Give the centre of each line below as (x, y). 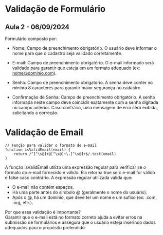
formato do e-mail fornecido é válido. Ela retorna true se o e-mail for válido (80, 172)
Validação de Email (44, 132)
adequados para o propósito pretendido (45, 227)
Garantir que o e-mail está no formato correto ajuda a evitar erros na (74, 217)
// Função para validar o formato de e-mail (51, 145)
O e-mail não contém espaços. (43, 187)
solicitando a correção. (35, 113)
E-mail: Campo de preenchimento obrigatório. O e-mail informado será (83, 63)
